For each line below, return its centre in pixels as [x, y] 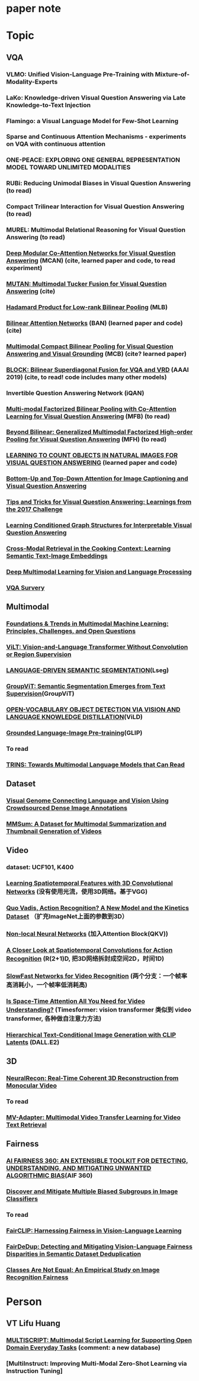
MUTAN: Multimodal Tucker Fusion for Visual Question [86, 284]
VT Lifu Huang [33, 1323]
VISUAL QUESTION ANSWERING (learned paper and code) [92, 463]
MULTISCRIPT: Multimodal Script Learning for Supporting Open [99, 1340]
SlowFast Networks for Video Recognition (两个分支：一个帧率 [97, 976]
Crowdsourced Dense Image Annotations [67, 808]
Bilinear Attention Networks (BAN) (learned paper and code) [94, 323]
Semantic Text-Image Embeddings [57, 556]
